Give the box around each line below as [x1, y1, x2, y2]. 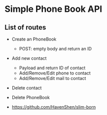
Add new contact [11, 55, 47, 61]
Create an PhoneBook [11, 36, 57, 42]
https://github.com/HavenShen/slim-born [11, 104, 96, 110]
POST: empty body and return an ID [19, 46, 92, 51]
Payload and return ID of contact [19, 65, 86, 71]
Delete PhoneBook [11, 95, 50, 100]
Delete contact [11, 85, 42, 91]
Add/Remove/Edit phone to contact [19, 70, 91, 76]
